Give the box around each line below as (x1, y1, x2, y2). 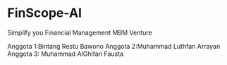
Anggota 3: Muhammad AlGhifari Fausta (7, 49, 124, 58)
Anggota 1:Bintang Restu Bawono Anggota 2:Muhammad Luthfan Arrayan (7, 42, 221, 50)
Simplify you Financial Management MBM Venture (7, 28, 153, 37)
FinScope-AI (7, 5, 82, 21)
